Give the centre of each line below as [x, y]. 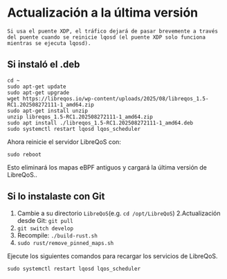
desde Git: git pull [45, 220]
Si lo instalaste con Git [56, 196]
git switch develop [45, 228]
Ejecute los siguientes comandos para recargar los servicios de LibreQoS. [112, 256]
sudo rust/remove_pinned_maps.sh [65, 243]
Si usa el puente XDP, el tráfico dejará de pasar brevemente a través [112, 31]
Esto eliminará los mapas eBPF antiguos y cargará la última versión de [107, 167]
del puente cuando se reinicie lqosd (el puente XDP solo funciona [107, 37]
